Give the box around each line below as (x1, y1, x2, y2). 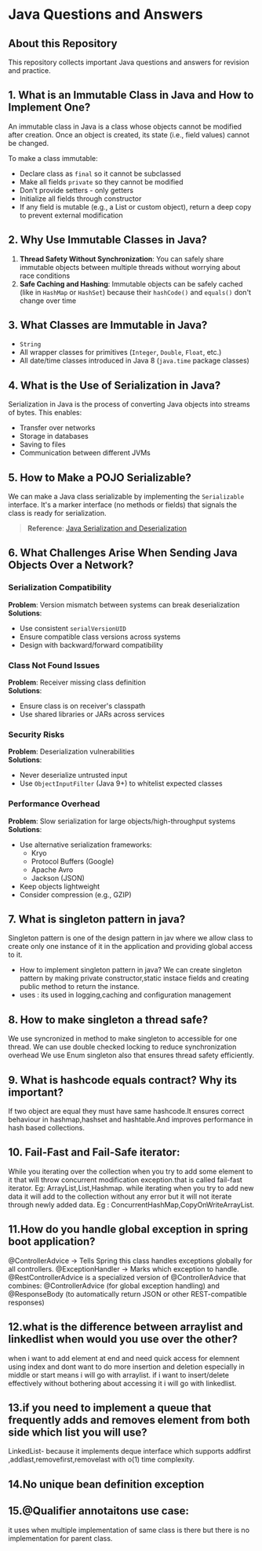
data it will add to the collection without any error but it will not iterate (8, 1192, 232, 1201)
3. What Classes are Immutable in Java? (8, 319, 208, 332)
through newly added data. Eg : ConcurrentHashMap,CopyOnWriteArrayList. (8, 1199, 255, 1210)
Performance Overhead (8, 798, 100, 809)
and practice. (8, 66, 51, 75)
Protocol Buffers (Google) (31, 856, 115, 866)
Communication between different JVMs (19, 448, 151, 458)
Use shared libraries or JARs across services (19, 710, 165, 719)
